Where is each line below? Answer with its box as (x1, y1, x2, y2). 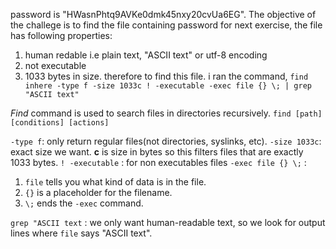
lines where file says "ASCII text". (10, 227, 153, 239)
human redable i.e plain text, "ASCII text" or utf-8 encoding (24, 49, 268, 61)
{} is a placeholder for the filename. (24, 187, 173, 198)
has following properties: (10, 30, 113, 41)
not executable (24, 60, 87, 71)
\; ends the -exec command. (24, 197, 144, 209)
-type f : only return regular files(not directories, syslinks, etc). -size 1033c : (10, 135, 322, 147)
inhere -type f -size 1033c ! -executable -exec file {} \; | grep (24, 81, 312, 91)
